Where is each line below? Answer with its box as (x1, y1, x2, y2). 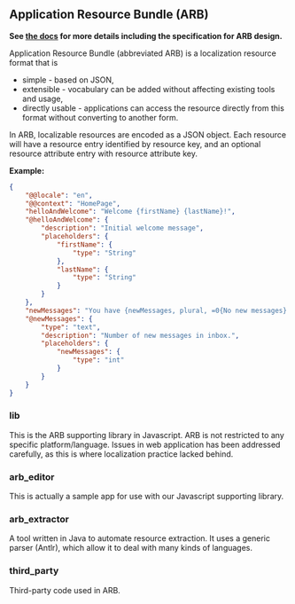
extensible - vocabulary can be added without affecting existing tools (21, 83, 276, 94)
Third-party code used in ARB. (9, 584, 121, 595)
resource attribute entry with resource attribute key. (9, 148, 198, 159)
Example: (9, 165, 45, 176)
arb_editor (9, 470, 55, 482)
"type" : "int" (72, 356, 125, 365)
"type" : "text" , (41, 323, 101, 332)
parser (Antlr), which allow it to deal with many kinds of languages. (9, 543, 253, 553)
